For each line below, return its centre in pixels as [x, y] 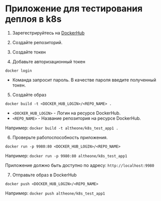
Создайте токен [29, 52]
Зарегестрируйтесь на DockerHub [49, 33]
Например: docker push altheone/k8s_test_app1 [55, 193]
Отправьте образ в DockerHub [44, 175]
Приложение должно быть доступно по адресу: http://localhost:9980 [80, 165]
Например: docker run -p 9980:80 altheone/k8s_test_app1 [66, 155]
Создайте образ [29, 95]
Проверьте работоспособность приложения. [60, 137]
